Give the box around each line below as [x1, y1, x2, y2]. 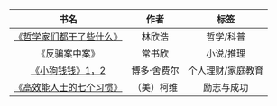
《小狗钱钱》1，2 [30, 65, 106, 76]
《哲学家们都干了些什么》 [14, 31, 124, 43]
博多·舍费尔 [131, 65, 180, 76]
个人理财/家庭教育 [188, 65, 264, 76]
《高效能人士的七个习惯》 [14, 81, 124, 93]
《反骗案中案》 [36, 48, 101, 59]
